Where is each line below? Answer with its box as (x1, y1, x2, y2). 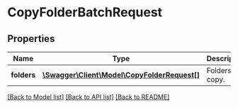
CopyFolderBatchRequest (7, 4, 163, 21)
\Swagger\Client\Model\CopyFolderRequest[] (42, 70, 200, 80)
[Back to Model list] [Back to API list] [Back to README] (7, 93, 170, 101)
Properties (7, 33, 55, 45)
